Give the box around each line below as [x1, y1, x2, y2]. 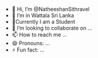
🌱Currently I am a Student [11, 18, 75, 25]
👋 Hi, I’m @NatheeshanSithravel [11, 6, 90, 12]
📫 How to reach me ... [11, 31, 67, 38]
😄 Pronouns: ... [11, 40, 50, 47]
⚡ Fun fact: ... [11, 46, 45, 53]
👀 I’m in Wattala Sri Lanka [11, 12, 74, 19]
